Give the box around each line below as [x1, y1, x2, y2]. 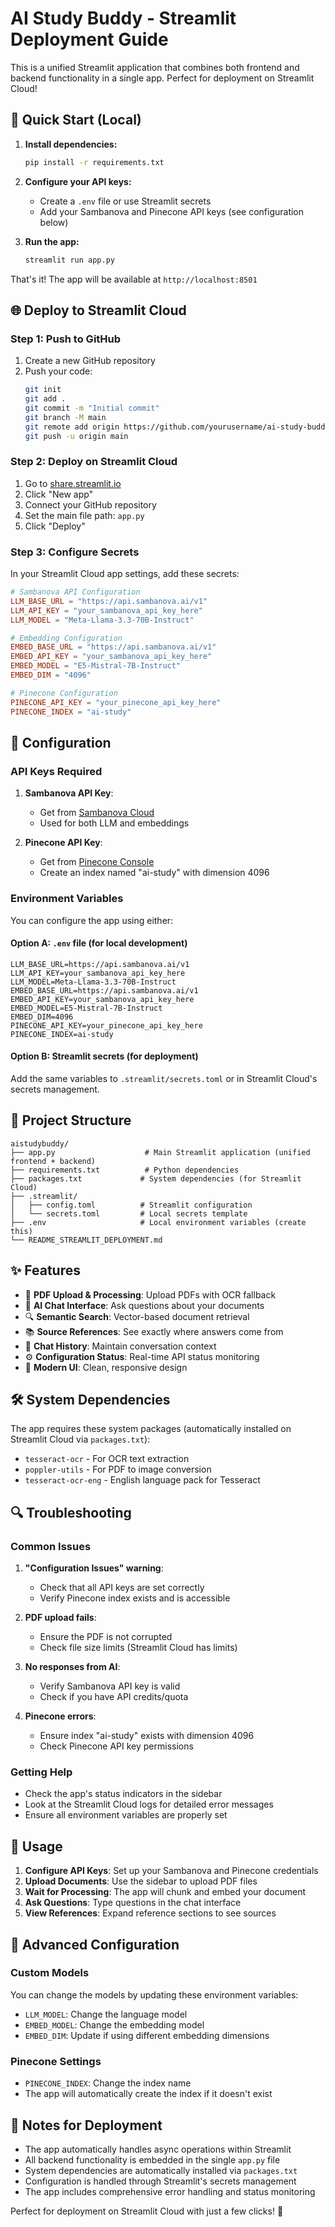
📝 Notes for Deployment [10, 2117, 163, 2134]
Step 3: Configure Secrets [10, 545, 140, 559]
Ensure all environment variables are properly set [24, 1809, 228, 1821]
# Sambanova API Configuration [10, 587, 141, 597]
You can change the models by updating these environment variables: [10, 1988, 299, 2001]
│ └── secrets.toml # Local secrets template [10, 1208, 248, 1219]
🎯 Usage [10, 1838, 63, 1855]
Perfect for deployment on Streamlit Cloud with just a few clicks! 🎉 [10, 2205, 284, 2217]
